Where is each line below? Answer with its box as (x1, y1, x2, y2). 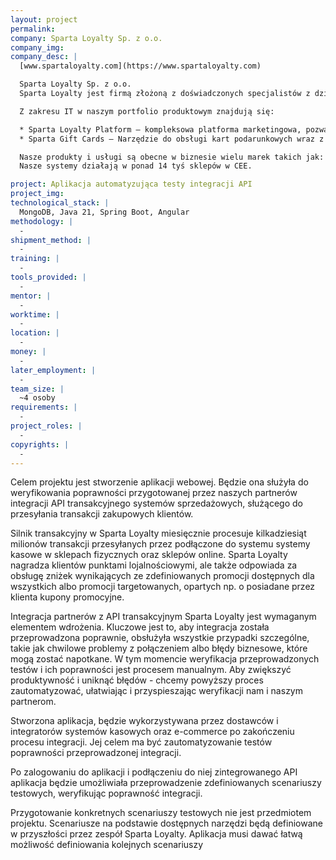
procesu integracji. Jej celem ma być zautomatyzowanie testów (10, 736, 273, 748)
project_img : (10, 189, 65, 199)
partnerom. (10, 696, 57, 708)
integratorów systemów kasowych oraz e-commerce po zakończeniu (10, 726, 295, 738)
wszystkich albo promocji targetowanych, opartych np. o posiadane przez (10, 581, 316, 593)
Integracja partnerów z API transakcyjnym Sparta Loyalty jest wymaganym (10, 611, 317, 623)
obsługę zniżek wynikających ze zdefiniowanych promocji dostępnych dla (10, 570, 315, 582)
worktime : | (10, 309, 60, 320)
